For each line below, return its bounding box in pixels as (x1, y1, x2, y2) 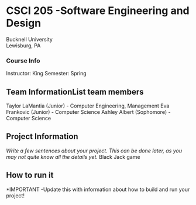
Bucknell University (6, 36, 53, 43)
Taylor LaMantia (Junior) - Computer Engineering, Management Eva (6, 102, 170, 109)
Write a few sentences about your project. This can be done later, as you (6, 147, 183, 154)
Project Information (6, 131, 78, 141)
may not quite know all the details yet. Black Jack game (6, 153, 140, 160)
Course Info (6, 57, 40, 65)
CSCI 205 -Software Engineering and (6, 4, 190, 18)
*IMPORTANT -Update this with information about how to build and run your (6, 186, 190, 193)
